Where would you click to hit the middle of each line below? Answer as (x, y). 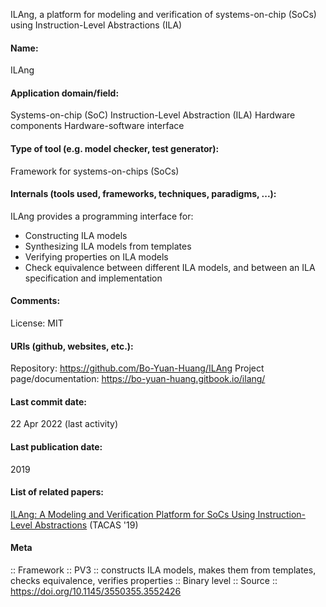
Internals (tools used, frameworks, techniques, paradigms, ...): (143, 194)
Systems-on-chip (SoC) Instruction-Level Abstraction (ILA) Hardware (153, 115)
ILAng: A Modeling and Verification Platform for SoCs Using (133, 514)
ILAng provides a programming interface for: (102, 216)
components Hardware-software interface (97, 126)
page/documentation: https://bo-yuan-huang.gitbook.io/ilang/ (138, 379)
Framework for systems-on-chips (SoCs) (95, 171)
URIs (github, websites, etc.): (72, 346)
